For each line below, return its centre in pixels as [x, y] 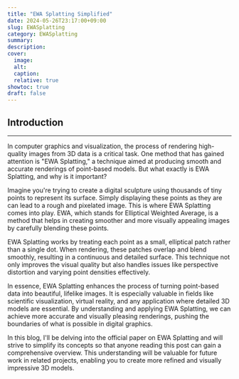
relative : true [36, 80]
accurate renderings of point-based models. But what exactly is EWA [108, 169]
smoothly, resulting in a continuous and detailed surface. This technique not [119, 256]
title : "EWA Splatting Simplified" [60, 14]
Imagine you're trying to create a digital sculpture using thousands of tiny [115, 190]
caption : [27, 73]
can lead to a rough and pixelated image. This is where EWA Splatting [109, 205]
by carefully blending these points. [58, 228]
